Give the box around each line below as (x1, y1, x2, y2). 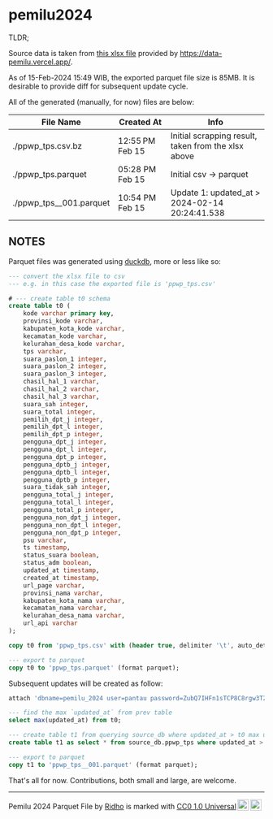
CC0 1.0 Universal (176, 801, 237, 811)
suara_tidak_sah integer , (23, 483, 111, 492)
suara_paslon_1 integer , (23, 355, 107, 363)
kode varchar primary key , (23, 310, 115, 318)
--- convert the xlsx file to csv (8, 272, 126, 280)
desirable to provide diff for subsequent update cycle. (8, 81, 188, 91)
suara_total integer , (23, 408, 96, 416)
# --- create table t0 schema (8, 294, 111, 302)
